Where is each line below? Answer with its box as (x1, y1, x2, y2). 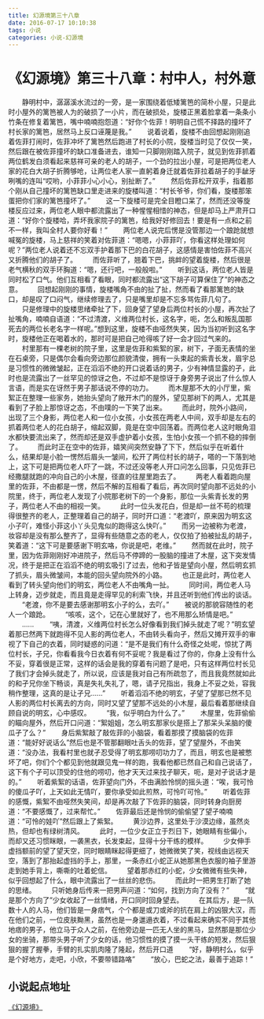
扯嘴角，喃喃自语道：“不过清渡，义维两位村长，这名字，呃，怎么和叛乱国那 (8, 314, 253, 324)
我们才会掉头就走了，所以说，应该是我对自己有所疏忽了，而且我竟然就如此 (14, 669, 256, 679)
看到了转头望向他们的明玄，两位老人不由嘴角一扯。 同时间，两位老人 (8, 580, 244, 589)
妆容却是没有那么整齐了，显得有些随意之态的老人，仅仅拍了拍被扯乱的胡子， (8, 531, 256, 541)
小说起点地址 (8, 980, 71, 993)
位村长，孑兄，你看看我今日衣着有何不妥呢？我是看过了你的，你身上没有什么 (8, 649, 256, 659)
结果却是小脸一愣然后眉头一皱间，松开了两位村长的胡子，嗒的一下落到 (21, 452, 249, 462)
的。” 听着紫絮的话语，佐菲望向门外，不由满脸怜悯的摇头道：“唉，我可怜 (8, 777, 254, 787)
